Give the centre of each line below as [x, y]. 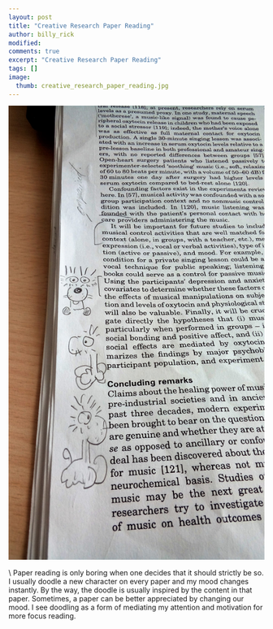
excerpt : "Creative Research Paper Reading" [85, 60]
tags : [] [23, 69]
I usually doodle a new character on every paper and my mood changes [129, 582]
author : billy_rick [41, 34]
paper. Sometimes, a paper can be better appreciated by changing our [126, 599]
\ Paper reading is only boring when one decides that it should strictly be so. [136, 573]
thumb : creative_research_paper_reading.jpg [92, 85]
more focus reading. [42, 616]
